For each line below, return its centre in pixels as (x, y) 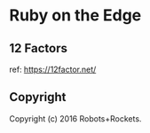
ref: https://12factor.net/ (53, 69)
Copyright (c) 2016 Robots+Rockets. (75, 118)
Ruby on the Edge (75, 16)
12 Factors (39, 48)
